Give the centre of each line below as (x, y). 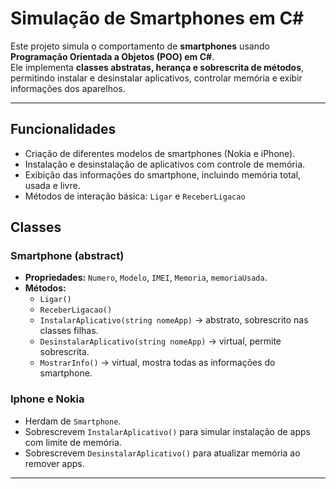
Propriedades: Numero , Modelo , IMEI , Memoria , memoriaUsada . (146, 278)
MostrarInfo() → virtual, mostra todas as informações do (157, 363)
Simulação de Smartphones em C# (157, 18)
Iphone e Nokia (47, 399)
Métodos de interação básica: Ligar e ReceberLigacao (135, 196)
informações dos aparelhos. (68, 88)
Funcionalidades (63, 129)
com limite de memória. (73, 442)
